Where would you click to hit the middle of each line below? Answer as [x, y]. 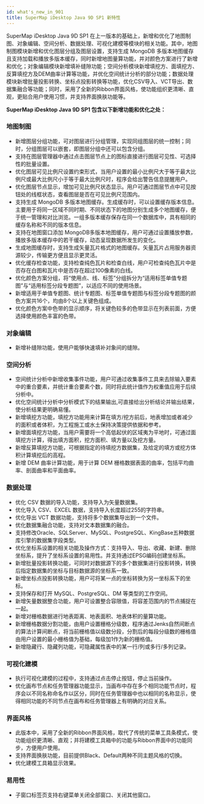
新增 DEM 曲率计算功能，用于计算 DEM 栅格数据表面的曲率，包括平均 [102, 463]
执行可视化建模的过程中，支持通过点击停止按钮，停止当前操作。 [95, 678]
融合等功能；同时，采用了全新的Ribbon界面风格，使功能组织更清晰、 [103, 89]
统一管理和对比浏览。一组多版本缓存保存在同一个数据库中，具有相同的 [108, 217]
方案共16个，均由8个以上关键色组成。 [67, 300]
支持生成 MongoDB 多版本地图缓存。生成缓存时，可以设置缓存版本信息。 [106, 202]
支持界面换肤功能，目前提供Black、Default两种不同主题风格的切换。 [100, 755]
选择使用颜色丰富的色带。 [47, 316]
